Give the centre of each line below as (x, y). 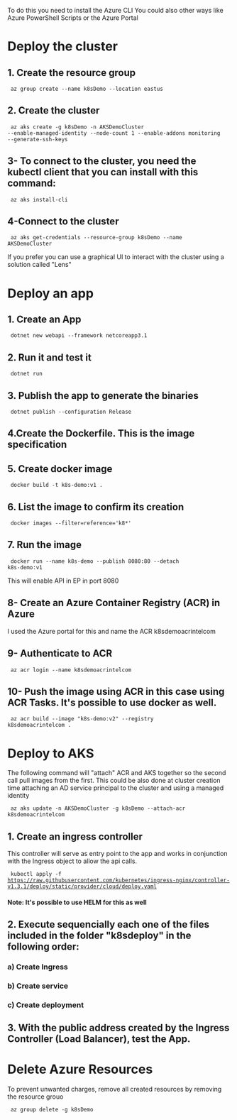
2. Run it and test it (50, 357)
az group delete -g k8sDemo (52, 1110)
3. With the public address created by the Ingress (118, 1028)
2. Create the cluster (54, 110)
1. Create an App (44, 320)
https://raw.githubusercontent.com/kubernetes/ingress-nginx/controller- (119, 880)
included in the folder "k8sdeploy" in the (99, 936)
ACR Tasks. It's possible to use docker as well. (112, 702)
